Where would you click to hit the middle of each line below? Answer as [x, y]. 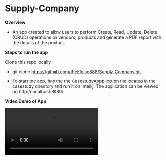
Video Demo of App [26, 101]
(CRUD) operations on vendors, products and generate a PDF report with [87, 37]
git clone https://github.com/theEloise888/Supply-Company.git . [77, 71]
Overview [15, 22]
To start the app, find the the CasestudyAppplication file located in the [84, 81]
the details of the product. [39, 42]
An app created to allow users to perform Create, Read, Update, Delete [85, 32]
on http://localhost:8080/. [38, 91]
